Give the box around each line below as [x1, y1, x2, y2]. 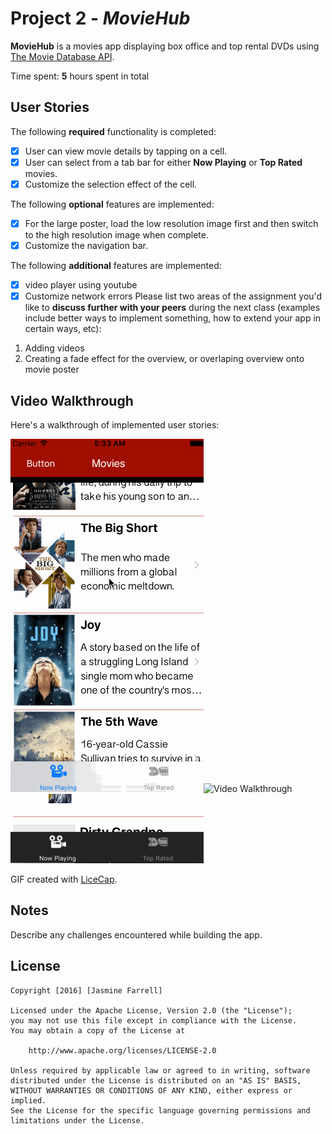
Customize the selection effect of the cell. [24, 178, 198, 190]
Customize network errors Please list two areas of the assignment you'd [24, 290, 323, 302]
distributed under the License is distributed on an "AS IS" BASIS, [10, 1075, 302, 1086]
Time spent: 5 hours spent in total [10, 70, 150, 82]
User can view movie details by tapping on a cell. [24, 145, 228, 157]
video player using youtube [24, 279, 138, 291]
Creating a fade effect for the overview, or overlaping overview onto [24, 353, 305, 365]
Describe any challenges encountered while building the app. [10, 928, 263, 941]
